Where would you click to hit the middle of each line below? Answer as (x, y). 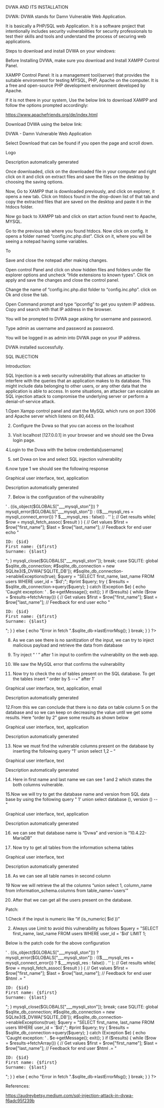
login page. (24, 440)
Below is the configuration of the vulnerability (58, 497)
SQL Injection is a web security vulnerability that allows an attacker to (75, 376)
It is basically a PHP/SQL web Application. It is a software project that (75, 26)
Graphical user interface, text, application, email (54, 688)
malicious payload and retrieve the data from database (68, 645)
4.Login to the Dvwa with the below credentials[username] (64, 450)
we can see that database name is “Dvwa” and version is (70, 833)
